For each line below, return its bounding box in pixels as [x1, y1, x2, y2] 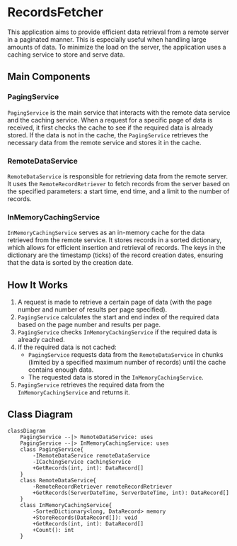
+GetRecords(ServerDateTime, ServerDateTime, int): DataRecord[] [33, 489, 230, 496]
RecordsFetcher [7, 4, 104, 21]
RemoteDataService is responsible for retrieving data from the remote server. [7, 171, 229, 181]
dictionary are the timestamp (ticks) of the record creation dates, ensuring [7, 251, 224, 259]
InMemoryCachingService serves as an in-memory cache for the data [7, 228, 205, 237]
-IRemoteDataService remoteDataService [33, 452, 151, 459]
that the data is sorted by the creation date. [7, 258, 134, 267]
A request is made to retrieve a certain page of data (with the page [17, 298, 212, 307]
